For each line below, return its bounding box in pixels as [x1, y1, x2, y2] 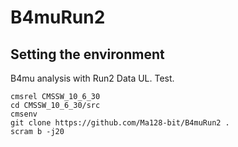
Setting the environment [10, 46, 165, 63]
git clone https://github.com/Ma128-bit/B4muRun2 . [10, 118, 230, 128]
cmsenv [10, 109, 38, 119]
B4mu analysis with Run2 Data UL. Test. [10, 72, 175, 84]
